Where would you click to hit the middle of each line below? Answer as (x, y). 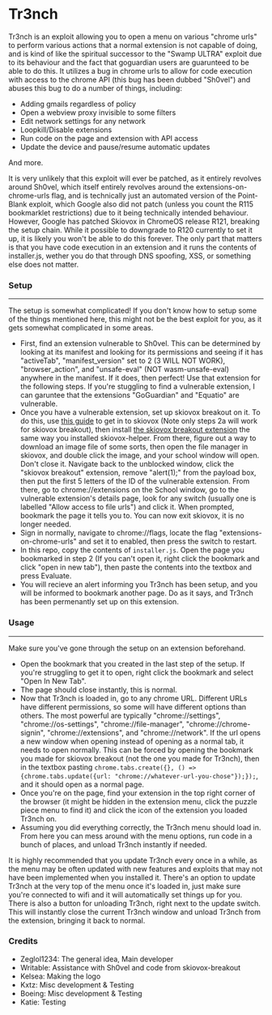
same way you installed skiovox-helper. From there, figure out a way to (138, 438)
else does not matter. (44, 264)
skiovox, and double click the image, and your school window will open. (140, 455)
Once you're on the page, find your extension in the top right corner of (138, 793)
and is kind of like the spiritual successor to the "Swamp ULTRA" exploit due (135, 53)
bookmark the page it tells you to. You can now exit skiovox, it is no (132, 516)
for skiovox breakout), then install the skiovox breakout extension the (135, 429)
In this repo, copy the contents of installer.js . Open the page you (132, 550)
